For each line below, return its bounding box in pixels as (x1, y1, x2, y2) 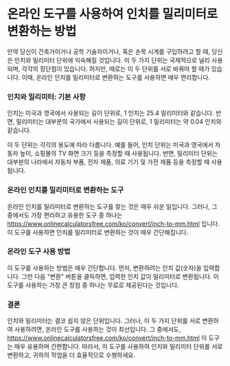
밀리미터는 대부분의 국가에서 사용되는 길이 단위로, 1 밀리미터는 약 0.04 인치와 (16, 117, 222, 126)
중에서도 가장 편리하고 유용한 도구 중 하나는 (7, 211, 123, 219)
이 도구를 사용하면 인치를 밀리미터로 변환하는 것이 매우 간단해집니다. (7, 228, 189, 236)
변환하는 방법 (7, 23, 77, 39)
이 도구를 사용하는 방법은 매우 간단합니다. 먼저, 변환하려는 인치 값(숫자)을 (7, 264, 202, 272)
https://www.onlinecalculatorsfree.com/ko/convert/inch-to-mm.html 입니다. (7, 219, 220, 227)
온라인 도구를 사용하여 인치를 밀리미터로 (7, 6, 218, 22)
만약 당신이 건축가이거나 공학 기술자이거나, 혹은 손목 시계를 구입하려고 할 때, (7, 47, 211, 56)
